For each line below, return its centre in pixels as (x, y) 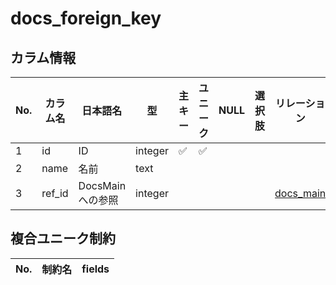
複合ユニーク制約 (63, 238)
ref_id (55, 193)
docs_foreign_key (86, 18)
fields (95, 269)
